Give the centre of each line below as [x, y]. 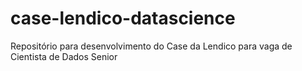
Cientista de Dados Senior [64, 56]
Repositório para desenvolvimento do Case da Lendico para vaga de [151, 46]
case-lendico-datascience [123, 18]
